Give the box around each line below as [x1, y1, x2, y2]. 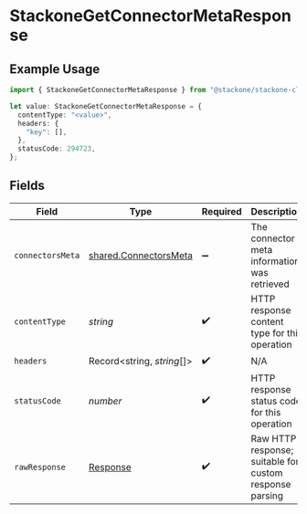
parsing [250, 489, 284, 502]
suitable [250, 455, 285, 467]
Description [250, 205, 303, 217]
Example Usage [9, 61, 101, 77]
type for [250, 326, 285, 339]
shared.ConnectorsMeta [88, 248, 194, 261]
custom [250, 467, 283, 479]
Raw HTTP [250, 432, 297, 445]
